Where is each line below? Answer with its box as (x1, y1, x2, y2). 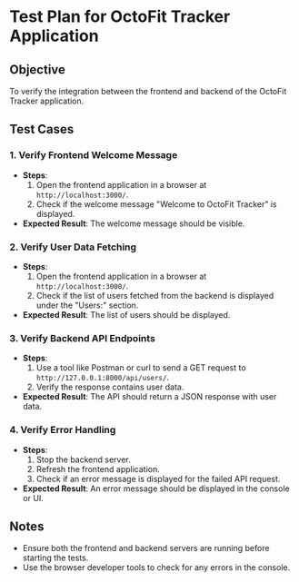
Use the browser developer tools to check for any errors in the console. (22, 562, 291, 573)
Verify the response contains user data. (35, 381, 184, 392)
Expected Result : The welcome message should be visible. (22, 218, 245, 229)
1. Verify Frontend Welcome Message (9, 149, 178, 162)
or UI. (22, 492, 44, 503)
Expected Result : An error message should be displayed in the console (22, 483, 290, 494)
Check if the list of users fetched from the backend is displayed (35, 290, 274, 301)
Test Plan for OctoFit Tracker (9, 6, 231, 27)
